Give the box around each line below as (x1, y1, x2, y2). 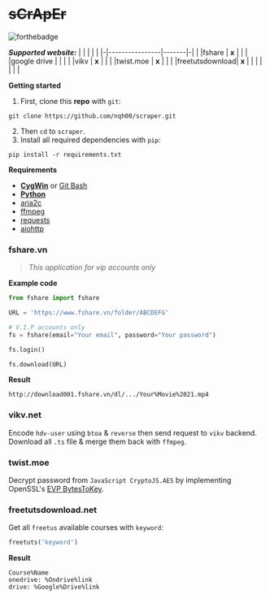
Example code (8, 278, 58, 289)
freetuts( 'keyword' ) (8, 538, 79, 547)
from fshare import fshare (8, 294, 100, 302)
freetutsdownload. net (8, 505, 98, 515)
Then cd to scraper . (20, 126, 85, 136)
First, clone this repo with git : (20, 96, 121, 106)
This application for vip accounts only (28, 263, 156, 272)
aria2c (20, 197, 42, 207)
